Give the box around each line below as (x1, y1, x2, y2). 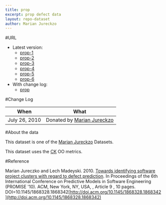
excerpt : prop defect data (5, 12, 61, 17)
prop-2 (19, 55, 34, 61)
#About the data (5, 129, 39, 135)
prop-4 (19, 66, 35, 72)
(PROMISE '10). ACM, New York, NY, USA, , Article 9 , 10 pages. (5, 184, 136, 190)
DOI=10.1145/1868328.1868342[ (5, 189, 70, 195)
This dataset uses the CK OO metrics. (5, 149, 83, 155)
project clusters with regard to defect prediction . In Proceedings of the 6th (5, 173, 158, 179)
